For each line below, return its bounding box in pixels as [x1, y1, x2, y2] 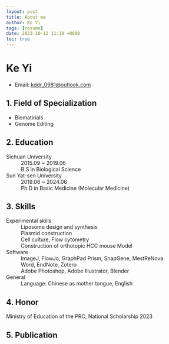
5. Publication [6, 330, 58, 340]
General [6, 274, 25, 281]
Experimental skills [6, 217, 52, 225]
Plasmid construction [21, 230, 72, 237]
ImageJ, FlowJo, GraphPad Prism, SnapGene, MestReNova [21, 255, 164, 262]
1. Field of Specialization [6, 98, 97, 108]
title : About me [6, 14, 46, 20]
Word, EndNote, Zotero [21, 261, 77, 268]
